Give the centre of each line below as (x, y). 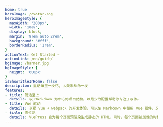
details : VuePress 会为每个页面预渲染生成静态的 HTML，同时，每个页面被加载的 (81, 117)
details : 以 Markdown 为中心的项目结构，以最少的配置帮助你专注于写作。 (75, 99)
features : (15, 90)
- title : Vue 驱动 (23, 104)
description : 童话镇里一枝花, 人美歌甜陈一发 (47, 86)
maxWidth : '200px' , (29, 23)
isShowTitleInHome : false (31, 81)
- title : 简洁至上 (22, 95)
